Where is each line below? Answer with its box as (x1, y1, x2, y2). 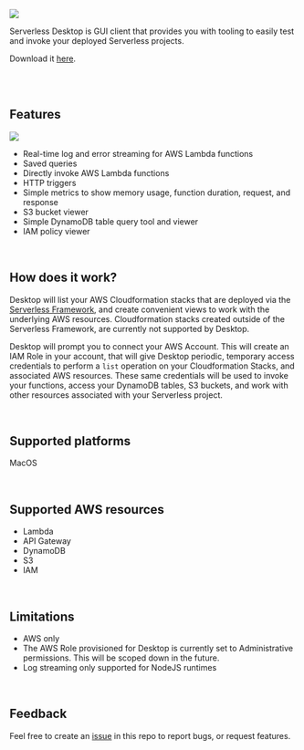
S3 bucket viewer (22, 206, 89, 217)
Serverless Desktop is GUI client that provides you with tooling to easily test (9, 26, 295, 36)
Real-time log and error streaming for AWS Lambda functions (22, 148, 254, 159)
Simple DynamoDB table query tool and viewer (22, 215, 199, 227)
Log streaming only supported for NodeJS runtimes (22, 662, 217, 673)
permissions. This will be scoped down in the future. (22, 652, 220, 663)
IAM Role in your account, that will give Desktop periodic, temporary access (9, 350, 295, 361)
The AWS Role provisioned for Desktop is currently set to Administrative (22, 643, 294, 654)
